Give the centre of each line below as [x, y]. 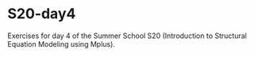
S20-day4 [42, 14]
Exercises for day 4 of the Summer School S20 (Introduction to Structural [127, 36]
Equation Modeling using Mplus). [62, 44]
